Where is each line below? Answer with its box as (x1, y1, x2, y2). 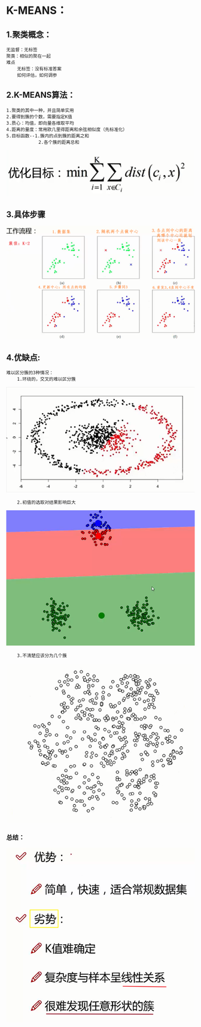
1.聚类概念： (6, 29, 52, 40)
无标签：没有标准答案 (17, 66, 62, 72)
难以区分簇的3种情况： (6, 370, 54, 376)
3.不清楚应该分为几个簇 (17, 653, 67, 659)
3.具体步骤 (6, 209, 46, 219)
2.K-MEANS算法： (6, 90, 76, 100)
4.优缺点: (6, 353, 41, 363)
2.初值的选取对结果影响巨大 (17, 499, 76, 505)
